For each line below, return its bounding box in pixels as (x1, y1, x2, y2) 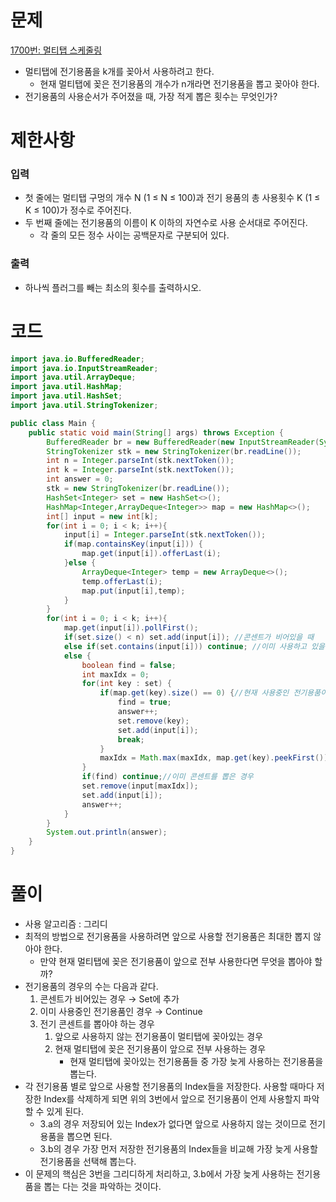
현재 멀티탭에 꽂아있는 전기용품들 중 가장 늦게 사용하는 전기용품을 (69, 1055, 324, 1067)
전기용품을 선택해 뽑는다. (39, 1155, 137, 1167)
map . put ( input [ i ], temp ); (81, 586, 186, 596)
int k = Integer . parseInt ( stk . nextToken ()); (46, 465, 235, 475)
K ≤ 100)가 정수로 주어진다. (24, 204, 132, 216)
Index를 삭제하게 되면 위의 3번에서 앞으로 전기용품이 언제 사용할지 (43, 1092, 302, 1105)
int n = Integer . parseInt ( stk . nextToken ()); (46, 456, 235, 466)
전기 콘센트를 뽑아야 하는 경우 (39, 1017, 155, 1030)
